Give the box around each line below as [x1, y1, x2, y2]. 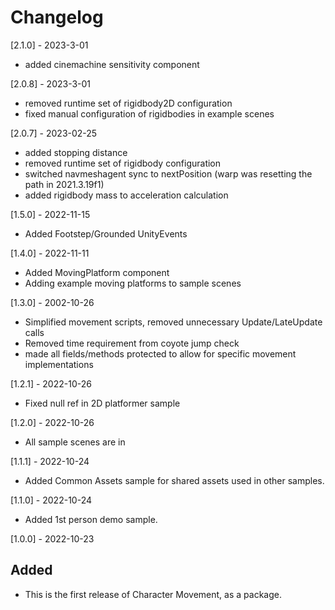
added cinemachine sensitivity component [24, 58, 200, 70]
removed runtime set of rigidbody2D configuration [24, 97, 233, 109]
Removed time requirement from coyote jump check [24, 337, 240, 349]
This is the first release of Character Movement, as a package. [24, 588, 282, 600]
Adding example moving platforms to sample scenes [24, 277, 242, 289]
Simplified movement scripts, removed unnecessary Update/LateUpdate [24, 316, 323, 328]
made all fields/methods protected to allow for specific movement [24, 347, 297, 360]
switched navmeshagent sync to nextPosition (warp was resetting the [24, 167, 313, 180]
